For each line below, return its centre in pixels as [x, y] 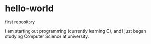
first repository [20, 22]
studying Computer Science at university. [47, 36]
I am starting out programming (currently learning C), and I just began [75, 31]
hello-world [30, 8]
